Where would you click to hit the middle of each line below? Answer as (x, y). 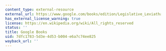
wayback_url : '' (22, 41)
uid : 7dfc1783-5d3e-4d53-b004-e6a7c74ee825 (51, 37)
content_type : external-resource (40, 9)
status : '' (16, 28)
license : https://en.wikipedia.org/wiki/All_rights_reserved (69, 23)
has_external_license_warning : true (43, 18)
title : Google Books (26, 32)
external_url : (20, 14)
